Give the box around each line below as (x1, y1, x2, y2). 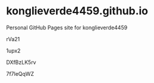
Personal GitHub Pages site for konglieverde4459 (6, 24, 128, 31)
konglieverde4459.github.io (6, 4, 149, 18)
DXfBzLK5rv (6, 59, 37, 66)
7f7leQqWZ (6, 70, 34, 77)
